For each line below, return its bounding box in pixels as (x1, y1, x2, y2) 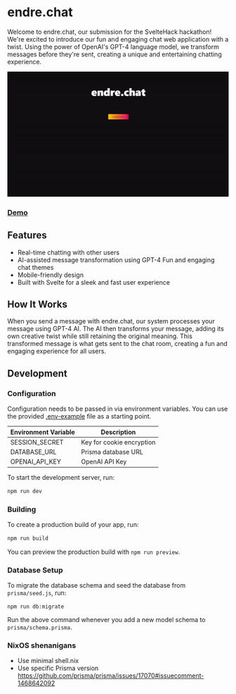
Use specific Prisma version (17, 664, 99, 673)
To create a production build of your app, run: (7, 521, 139, 528)
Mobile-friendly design (17, 271, 84, 279)
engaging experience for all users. (7, 347, 107, 356)
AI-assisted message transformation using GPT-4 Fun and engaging (17, 255, 215, 264)
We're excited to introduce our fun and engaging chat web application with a (7, 35, 229, 43)
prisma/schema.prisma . (7, 623, 72, 631)
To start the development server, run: (7, 473, 114, 481)
